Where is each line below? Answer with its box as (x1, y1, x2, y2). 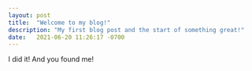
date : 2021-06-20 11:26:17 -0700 (8, 33, 125, 41)
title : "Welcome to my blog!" (8, 19, 111, 27)
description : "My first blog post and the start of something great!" (8, 26, 245, 34)
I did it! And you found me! (8, 55, 94, 64)
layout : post (8, 11, 51, 20)
